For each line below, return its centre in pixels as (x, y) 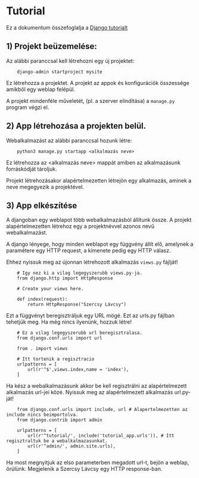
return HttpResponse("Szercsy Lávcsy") (77, 305)
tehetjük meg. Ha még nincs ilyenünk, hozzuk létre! (69, 322)
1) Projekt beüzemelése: (52, 46)
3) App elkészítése (42, 205)
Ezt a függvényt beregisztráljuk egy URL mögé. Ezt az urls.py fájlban (90, 316)
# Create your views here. (50, 289)
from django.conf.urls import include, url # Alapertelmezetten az (102, 410)
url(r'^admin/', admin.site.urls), (72, 446)
